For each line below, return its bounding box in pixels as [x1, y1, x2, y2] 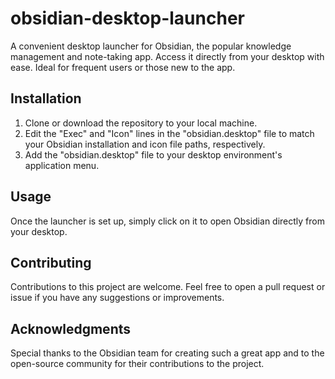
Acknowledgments [10, 320, 132, 337]
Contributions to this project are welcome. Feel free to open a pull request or [10, 281, 326, 293]
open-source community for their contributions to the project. [10, 358, 265, 370]
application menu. [24, 159, 100, 171]
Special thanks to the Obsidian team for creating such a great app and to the [10, 347, 325, 359]
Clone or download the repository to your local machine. [24, 117, 258, 129]
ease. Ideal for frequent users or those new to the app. [10, 61, 236, 73]
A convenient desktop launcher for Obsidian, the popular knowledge [10, 40, 292, 52]
